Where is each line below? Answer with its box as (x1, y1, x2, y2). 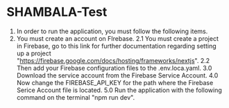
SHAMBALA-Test (6, 4, 108, 20)
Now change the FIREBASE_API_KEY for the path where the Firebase (16, 78, 214, 87)
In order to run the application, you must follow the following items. (16, 27, 208, 35)
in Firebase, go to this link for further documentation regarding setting (16, 42, 217, 50)
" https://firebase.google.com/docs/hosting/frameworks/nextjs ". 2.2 (16, 56, 210, 64)
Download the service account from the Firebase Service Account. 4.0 (16, 71, 219, 80)
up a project (16, 49, 51, 57)
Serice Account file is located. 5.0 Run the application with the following (16, 86, 223, 94)
